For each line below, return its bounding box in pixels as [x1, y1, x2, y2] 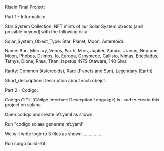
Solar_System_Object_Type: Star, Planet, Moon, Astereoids [5, 38, 124, 44]
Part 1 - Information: [5, 14, 46, 19]
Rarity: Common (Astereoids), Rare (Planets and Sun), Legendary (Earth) [5, 68, 153, 74]
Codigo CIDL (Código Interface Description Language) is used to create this [5, 97, 160, 102]
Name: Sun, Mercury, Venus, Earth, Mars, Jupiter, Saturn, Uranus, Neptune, [5, 48, 159, 53]
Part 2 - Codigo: [5, 87, 38, 93]
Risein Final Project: [5, 4, 45, 10]
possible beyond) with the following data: [5, 29, 89, 34]
